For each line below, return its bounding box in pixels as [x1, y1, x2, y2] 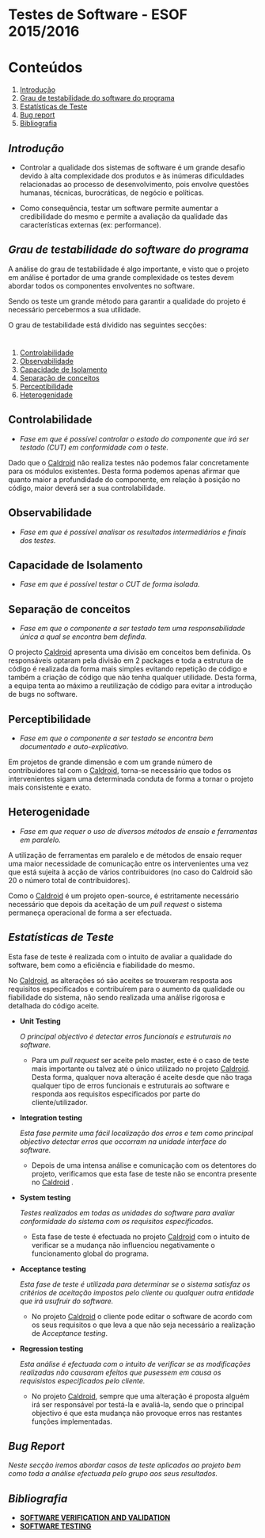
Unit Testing [19, 1016, 61, 1026]
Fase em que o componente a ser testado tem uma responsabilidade [19, 624, 245, 633]
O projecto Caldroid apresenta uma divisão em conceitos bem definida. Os [8, 648, 252, 657]
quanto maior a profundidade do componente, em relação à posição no [8, 474, 240, 484]
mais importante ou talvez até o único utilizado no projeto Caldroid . [31, 1064, 251, 1073]
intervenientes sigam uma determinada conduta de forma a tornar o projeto [8, 775, 254, 783]
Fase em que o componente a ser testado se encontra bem [19, 733, 214, 743]
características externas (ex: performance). [19, 220, 162, 229]
